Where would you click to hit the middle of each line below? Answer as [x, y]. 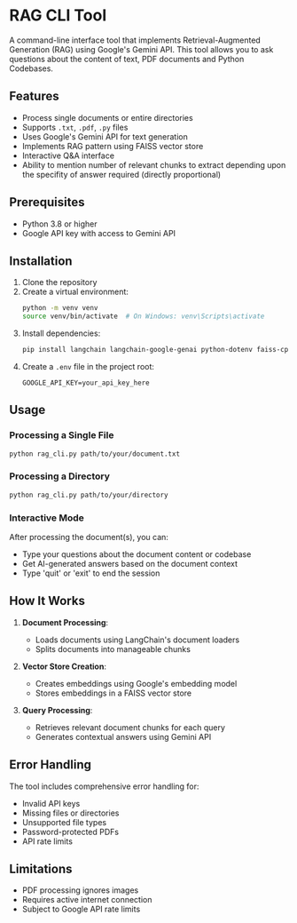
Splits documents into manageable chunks [113, 648]
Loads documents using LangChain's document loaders [137, 640]
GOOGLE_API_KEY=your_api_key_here [86, 383]
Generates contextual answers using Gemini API [123, 736]
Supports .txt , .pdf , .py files [75, 127]
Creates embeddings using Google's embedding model [136, 683]
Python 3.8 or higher [59, 224]
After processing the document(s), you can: [89, 537]
